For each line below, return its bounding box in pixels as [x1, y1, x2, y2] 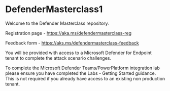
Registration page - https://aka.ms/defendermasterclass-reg [5, 30, 132, 36]
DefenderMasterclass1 [5, 4, 103, 15]
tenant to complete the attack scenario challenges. [5, 55, 112, 61]
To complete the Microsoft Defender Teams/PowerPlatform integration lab [5, 65, 160, 71]
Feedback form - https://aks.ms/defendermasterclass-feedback [5, 39, 139, 46]
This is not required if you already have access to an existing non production [5, 75, 165, 81]
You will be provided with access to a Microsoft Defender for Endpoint [5, 50, 152, 56]
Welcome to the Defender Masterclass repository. [5, 20, 109, 26]
